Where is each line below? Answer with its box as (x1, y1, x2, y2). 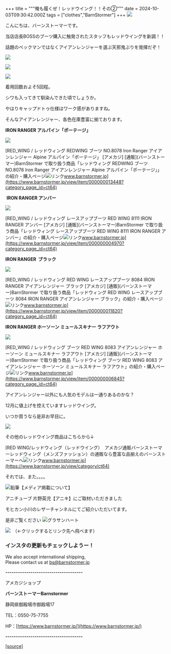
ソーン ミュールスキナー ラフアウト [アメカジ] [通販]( (9, 351, 121, 357)
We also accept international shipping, (5, 554, 86, 560)
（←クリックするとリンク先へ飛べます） (14, 528, 98, 534)
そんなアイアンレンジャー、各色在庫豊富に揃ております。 (5, 116, 125, 122)
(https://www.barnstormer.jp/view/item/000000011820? (5, 308, 123, 314)
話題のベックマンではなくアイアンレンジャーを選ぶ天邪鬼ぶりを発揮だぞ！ (5, 44, 162, 50)
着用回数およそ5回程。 (5, 84, 53, 89)
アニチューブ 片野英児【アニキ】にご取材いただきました (5, 496, 123, 501)
